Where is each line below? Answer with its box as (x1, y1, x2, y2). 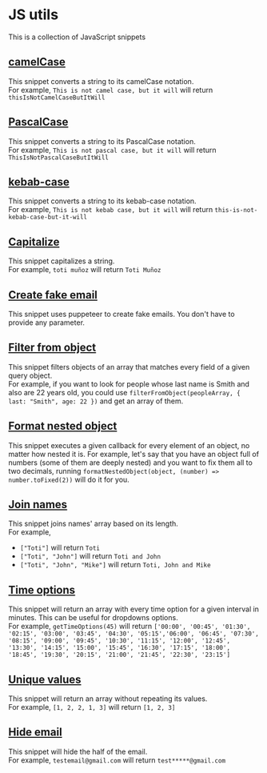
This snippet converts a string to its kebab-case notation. (8, 196, 197, 206)
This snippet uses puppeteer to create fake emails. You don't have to (8, 310, 235, 318)
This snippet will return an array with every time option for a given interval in (8, 604, 260, 614)
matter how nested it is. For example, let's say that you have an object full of (8, 449, 260, 459)
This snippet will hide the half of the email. (8, 747, 148, 756)
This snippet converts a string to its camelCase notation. (8, 76, 194, 86)
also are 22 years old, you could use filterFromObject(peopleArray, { (8, 387, 241, 397)
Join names (8, 498, 68, 511)
